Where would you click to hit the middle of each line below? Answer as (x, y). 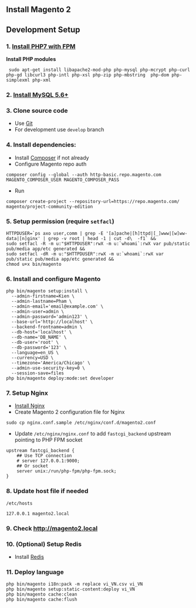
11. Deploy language (35, 572)
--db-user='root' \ (35, 343)
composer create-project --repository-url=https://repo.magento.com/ (93, 201)
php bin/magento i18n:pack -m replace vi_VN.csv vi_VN (75, 584)
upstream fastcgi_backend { (40, 451)
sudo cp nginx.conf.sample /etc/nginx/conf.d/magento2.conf (81, 423)
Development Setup (43, 30)
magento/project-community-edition (50, 207)
